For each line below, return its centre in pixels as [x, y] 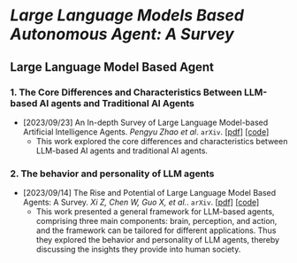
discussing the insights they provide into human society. [138, 250]
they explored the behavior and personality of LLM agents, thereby [158, 240]
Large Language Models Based [127, 15]
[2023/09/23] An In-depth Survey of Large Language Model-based [145, 122]
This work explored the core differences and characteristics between [162, 141]
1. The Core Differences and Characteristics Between [126, 92]
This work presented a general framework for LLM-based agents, [155, 212]
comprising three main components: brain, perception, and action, [156, 221]
